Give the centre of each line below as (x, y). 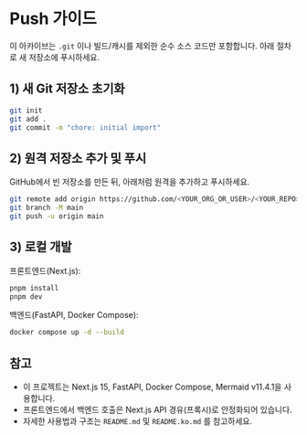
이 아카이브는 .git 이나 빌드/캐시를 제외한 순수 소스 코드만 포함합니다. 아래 (142, 46)
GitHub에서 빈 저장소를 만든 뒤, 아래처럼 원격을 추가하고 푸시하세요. (130, 182)
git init (26, 111)
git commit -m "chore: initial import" (85, 127)
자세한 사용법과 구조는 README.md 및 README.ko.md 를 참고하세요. (138, 421)
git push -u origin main (57, 216)
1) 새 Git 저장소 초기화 (67, 89)
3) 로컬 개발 (41, 247)
